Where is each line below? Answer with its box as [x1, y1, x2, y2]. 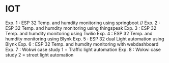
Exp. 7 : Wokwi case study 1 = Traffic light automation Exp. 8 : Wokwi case [5, 46, 161, 52]
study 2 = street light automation [5, 51, 74, 58]
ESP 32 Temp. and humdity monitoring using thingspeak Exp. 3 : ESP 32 [5, 25, 157, 31]
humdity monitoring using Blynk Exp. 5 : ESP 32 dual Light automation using [5, 36, 164, 42]
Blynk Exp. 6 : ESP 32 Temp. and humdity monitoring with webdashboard [5, 41, 159, 47]
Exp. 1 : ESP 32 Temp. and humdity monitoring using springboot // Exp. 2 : [5, 20, 160, 26]
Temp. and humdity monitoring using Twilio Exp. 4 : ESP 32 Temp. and [5, 30, 153, 36]
